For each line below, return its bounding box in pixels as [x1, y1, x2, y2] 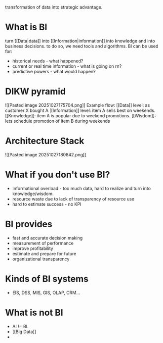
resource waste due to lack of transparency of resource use [12, 196, 135, 202]
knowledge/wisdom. [12, 191, 54, 196]
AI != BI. [12, 323, 29, 329]
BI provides [5, 218, 53, 230]
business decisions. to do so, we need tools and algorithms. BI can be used [5, 43, 159, 49]
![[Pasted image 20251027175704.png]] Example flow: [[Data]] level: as [5, 102, 150, 108]
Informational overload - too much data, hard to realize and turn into [12, 185, 151, 191]
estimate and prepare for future [12, 250, 77, 256]
